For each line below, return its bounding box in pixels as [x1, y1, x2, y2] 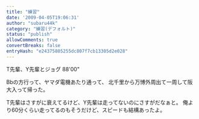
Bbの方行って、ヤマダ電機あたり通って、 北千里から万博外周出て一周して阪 [6, 78, 193, 85]
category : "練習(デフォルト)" [6, 25, 76, 32]
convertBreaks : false [6, 43, 61, 49]
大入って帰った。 [6, 86, 49, 93]
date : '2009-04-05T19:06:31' [6, 14, 80, 21]
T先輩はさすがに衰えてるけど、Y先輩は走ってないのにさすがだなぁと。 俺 [6, 98, 189, 106]
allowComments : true [6, 37, 58, 43]
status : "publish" [6, 31, 52, 37]
